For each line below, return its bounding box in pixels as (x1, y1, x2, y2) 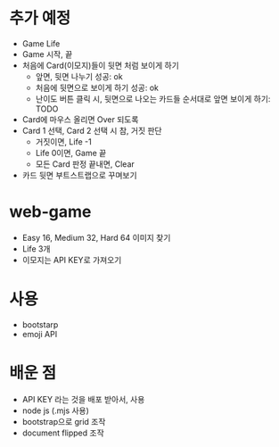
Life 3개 (21, 243, 51, 254)
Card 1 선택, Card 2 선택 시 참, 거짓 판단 (21, 125, 162, 136)
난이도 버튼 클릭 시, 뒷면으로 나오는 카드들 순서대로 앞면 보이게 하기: (35, 93, 271, 103)
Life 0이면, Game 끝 (35, 147, 107, 158)
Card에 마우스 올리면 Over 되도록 (21, 113, 139, 125)
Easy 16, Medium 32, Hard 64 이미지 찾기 (21, 232, 171, 243)
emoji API (21, 328, 58, 339)
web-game (9, 202, 92, 222)
